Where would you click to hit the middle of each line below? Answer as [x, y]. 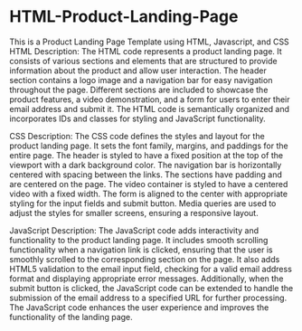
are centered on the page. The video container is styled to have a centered [149, 184]
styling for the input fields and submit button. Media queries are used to [143, 203]
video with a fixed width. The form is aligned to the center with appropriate [148, 194]
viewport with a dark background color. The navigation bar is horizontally [146, 165]
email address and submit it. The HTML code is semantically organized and [150, 109]
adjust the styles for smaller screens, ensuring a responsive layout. [134, 213]
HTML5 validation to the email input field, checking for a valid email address [151, 269]
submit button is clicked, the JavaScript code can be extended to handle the [151, 288]
